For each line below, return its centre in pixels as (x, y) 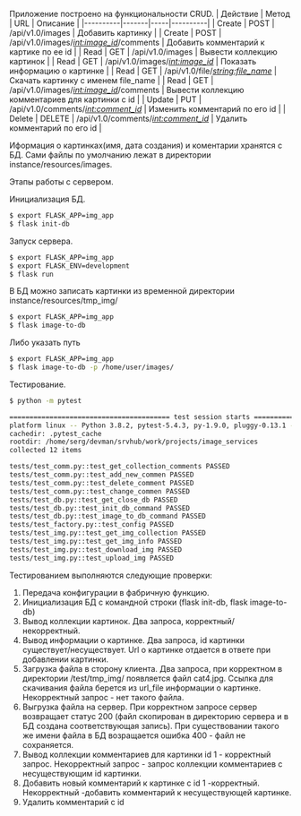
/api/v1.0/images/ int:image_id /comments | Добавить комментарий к (137, 42)
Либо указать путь (45, 343)
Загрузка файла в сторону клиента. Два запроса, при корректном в (152, 668)
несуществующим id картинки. (82, 773)
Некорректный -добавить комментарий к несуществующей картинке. (157, 792)
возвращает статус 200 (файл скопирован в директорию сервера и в (155, 716)
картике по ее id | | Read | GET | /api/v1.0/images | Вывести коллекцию (143, 52)
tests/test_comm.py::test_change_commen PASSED (100, 491)
